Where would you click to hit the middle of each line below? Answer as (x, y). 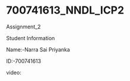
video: (14, 72)
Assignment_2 (23, 27)
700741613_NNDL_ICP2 (65, 10)
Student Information (31, 38)
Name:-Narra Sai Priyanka (38, 49)
